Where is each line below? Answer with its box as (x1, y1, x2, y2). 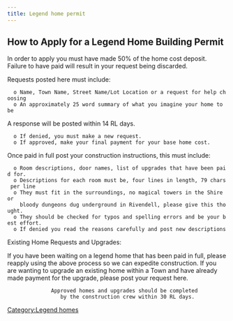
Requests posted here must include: (7, 75, 111, 84)
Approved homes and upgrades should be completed (51, 288, 198, 294)
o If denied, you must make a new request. (13, 133, 142, 140)
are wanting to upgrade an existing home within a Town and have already (7, 267, 218, 275)
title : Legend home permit (7, 10, 86, 17)
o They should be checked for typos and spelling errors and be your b (13, 214, 227, 221)
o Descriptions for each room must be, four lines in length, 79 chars (13, 177, 227, 184)
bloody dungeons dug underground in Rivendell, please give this (20, 202, 214, 209)
